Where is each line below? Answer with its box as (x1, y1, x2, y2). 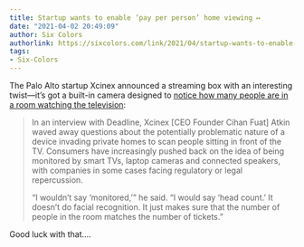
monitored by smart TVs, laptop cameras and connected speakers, (31, 156, 280, 166)
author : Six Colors (9, 30, 83, 39)
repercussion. (31, 175, 83, 185)
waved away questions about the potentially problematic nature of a (31, 127, 285, 137)
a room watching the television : (9, 100, 127, 109)
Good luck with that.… (9, 229, 92, 240)
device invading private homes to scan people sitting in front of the (31, 137, 282, 147)
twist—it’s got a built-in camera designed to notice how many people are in (9, 90, 289, 100)
